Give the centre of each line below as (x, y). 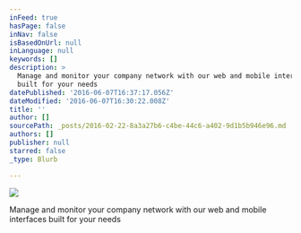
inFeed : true (34, 17)
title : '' (28, 109)
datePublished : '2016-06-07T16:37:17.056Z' (92, 92)
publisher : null (39, 142)
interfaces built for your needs (65, 219)
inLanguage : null (42, 51)
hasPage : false (38, 26)
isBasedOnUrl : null (46, 43)
